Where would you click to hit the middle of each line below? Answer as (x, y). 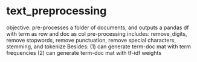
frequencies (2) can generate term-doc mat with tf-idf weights (84, 52)
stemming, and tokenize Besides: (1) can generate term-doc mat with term (99, 46)
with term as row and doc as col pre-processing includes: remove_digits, (97, 33)
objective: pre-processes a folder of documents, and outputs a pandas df (98, 27)
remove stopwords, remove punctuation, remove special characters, (91, 40)
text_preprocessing (57, 11)
